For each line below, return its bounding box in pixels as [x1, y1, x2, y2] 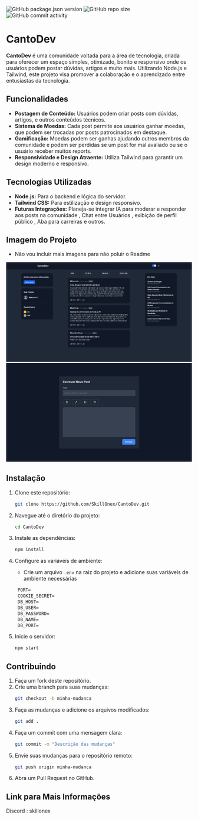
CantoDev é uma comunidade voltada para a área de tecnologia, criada [6, 52, 180, 59]
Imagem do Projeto [6, 235, 77, 245]
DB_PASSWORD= [17, 611, 49, 617]
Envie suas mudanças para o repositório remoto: [14, 752, 133, 759]
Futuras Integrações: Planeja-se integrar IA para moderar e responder [14, 205, 187, 212]
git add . [14, 718, 39, 724]
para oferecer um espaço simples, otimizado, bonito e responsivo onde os [6, 58, 187, 65]
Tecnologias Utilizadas [6, 177, 92, 187]
